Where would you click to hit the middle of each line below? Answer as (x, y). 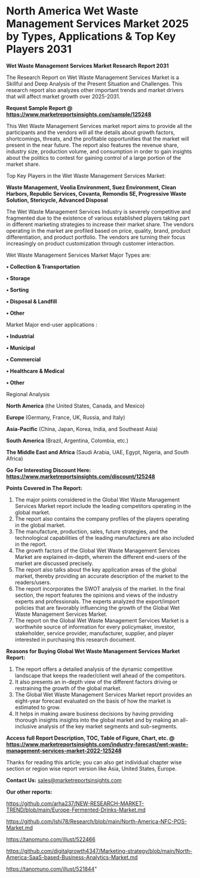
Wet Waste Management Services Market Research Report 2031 (87, 66)
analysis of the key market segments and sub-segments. (108, 726)
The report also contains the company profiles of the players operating (102, 518)
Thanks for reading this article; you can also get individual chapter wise (94, 762)
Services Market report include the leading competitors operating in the (103, 506)
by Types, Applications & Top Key (91, 37)
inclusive (26, 726)
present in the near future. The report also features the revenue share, (93, 145)
